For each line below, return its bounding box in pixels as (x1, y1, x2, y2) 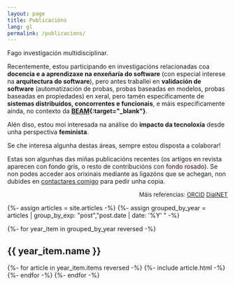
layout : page (7, 10, 45, 17)
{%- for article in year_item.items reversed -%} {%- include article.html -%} (7, 263, 226, 272)
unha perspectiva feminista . (7, 128, 90, 136)
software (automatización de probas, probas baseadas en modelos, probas (7, 85, 225, 93)
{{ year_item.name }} (7, 245, 101, 257)
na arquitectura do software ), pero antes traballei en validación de (7, 78, 201, 86)
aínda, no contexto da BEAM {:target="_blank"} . (7, 107, 148, 115)
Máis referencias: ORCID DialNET (138, 191, 228, 199)
